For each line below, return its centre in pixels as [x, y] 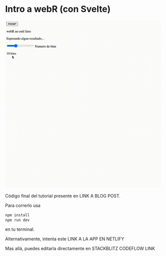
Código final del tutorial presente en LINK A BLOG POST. [63, 196]
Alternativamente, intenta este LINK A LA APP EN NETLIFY [65, 239]
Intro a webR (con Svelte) [58, 9]
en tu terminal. [20, 229]
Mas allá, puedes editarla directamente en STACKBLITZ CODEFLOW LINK [80, 249]
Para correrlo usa [23, 205]
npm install [17, 215]
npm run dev [17, 220]
